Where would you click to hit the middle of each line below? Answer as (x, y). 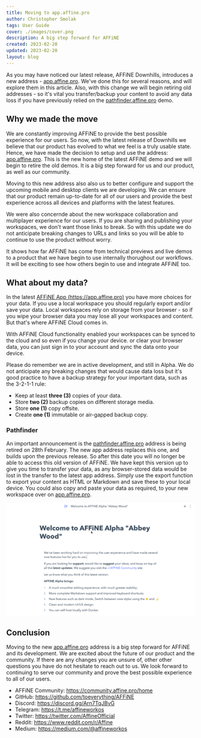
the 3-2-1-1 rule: (26, 384)
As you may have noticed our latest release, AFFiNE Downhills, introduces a (100, 74)
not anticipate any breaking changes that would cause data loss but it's (94, 371)
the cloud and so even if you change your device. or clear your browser (94, 341)
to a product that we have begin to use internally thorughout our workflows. (100, 257)
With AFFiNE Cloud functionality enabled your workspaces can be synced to (101, 334)
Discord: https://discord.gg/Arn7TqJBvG (65, 703)
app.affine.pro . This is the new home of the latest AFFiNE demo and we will (99, 159)
